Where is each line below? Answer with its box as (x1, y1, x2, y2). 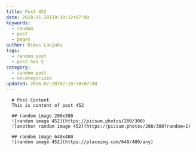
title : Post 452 (6, 8, 47, 15)
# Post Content (11, 97, 50, 103)
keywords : (6, 20, 31, 26)
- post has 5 (11, 58, 44, 64)
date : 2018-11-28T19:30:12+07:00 (6, 14, 90, 20)
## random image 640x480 (11, 134, 73, 140)
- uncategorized (11, 75, 52, 81)
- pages (11, 36, 31, 42)
